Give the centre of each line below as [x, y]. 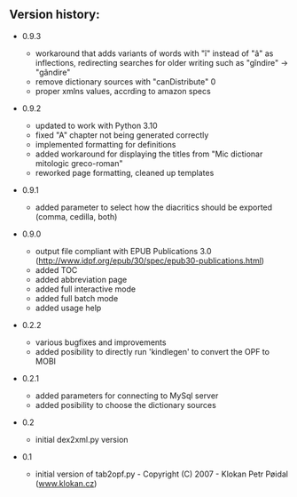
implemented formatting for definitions [106, 144]
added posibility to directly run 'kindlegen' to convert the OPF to [152, 351]
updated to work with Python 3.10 [96, 125]
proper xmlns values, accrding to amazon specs [123, 91]
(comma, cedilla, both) [76, 216]
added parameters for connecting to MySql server [127, 396]
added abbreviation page [81, 279]
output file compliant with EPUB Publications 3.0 [123, 251]
